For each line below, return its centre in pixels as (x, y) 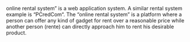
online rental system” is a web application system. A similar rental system (94, 8)
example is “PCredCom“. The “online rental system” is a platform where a (94, 14)
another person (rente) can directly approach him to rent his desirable (90, 26)
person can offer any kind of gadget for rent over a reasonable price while (95, 20)
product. (16, 33)
